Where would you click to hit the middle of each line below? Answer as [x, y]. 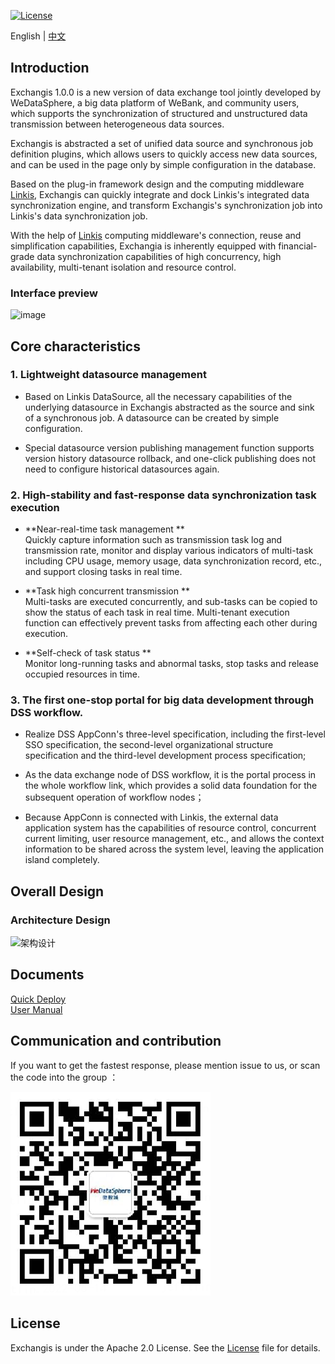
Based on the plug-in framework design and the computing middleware [157, 184]
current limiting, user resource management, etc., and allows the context [174, 839]
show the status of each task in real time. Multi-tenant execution [157, 612]
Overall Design [57, 891]
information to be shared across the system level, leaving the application [174, 849]
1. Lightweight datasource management [108, 375]
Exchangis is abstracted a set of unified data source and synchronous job [161, 143]
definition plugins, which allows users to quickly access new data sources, [164, 154]
